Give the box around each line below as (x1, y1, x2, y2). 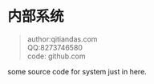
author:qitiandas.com (26, 34, 98, 44)
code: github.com (26, 51, 86, 61)
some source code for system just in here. (7, 66, 148, 76)
